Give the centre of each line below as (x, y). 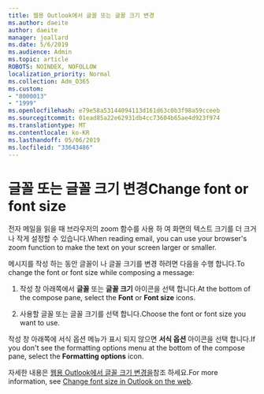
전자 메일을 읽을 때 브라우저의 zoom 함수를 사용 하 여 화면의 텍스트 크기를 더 (125, 229)
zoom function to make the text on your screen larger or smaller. (112, 247)
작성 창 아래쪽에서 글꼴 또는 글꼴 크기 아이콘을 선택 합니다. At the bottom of (135, 289)
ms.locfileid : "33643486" (50, 147)
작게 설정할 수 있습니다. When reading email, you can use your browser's (132, 239)
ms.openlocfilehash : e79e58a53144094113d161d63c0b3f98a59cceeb (114, 111)
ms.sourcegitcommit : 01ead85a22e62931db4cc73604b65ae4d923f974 (114, 118)
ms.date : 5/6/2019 (38, 45)
